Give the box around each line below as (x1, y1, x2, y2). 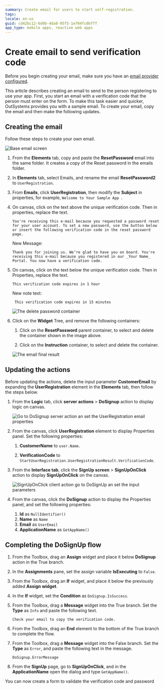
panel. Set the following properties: (12, 433, 83, 439)
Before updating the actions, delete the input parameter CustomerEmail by (5, 378, 157, 385)
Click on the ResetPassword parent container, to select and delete (19, 327, 154, 333)
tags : (5, 12, 16, 17)
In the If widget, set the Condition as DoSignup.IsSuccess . (12, 592, 129, 598)
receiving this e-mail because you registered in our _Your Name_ (12, 254, 151, 259)
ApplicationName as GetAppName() (19, 526, 90, 532)
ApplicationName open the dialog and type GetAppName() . (12, 668, 129, 674)
